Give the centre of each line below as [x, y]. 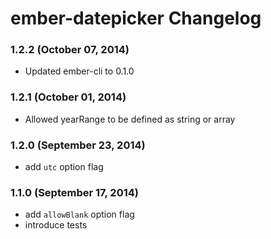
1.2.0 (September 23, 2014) [78, 145]
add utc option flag [64, 167]
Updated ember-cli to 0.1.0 [79, 71]
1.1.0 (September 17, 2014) [74, 192]
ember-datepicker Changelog [136, 18]
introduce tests [56, 225]
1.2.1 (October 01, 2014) [68, 97]
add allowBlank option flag [79, 214]
